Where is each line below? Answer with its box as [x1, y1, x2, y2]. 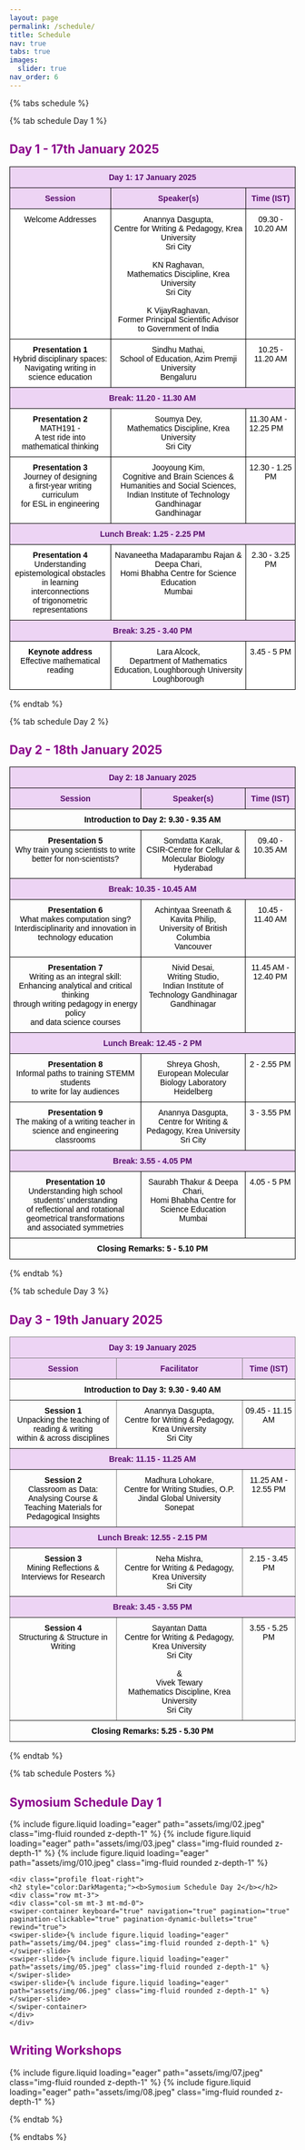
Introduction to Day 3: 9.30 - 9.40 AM [84, 1384, 221, 1395]
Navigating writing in [24, 362, 96, 373]
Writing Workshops [9, 2043, 123, 2058]
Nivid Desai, [172, 962, 215, 973]
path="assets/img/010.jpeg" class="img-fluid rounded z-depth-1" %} [9, 1858, 269, 1868]
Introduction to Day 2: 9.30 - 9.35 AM [84, 815, 221, 825]
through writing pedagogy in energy [13, 999, 138, 1009]
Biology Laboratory [160, 1078, 227, 1088]
